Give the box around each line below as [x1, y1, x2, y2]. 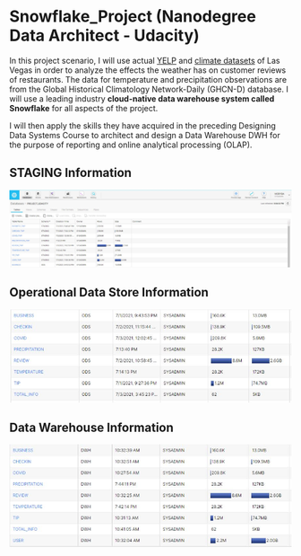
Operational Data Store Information [9, 285, 209, 300]
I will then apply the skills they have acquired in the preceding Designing [9, 119, 276, 131]
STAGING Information [9, 165, 133, 181]
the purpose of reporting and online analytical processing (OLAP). [9, 139, 253, 150]
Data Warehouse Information [9, 420, 175, 436]
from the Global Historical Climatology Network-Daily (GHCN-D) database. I [9, 84, 288, 94]
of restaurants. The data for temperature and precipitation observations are [9, 74, 288, 84]
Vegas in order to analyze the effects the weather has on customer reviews [9, 65, 287, 75]
